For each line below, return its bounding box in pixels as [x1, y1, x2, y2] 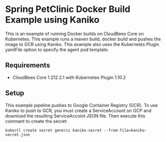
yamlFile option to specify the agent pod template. [5, 46, 109, 52]
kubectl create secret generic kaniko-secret [5, 127, 102, 133]
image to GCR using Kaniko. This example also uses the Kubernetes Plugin [5, 41, 159, 47]
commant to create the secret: [5, 118, 68, 124]
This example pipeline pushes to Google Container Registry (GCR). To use [5, 102, 158, 108]
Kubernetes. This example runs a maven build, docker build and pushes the [5, 36, 161, 42]
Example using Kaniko [5, 14, 100, 25]
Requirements [5, 61, 50, 69]
